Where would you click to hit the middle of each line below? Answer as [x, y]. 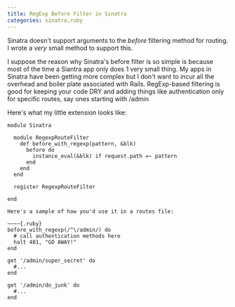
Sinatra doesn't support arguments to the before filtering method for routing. [118, 40]
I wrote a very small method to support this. [70, 48]
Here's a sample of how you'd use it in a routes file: [90, 211]
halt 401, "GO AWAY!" [45, 242]
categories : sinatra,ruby [45, 20]
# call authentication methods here [67, 236]
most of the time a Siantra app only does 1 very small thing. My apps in [109, 69]
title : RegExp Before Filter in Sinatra [67, 14]
